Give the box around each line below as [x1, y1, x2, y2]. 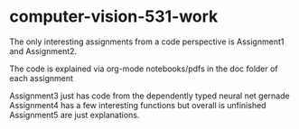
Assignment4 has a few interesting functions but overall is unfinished [9, 99, 266, 110]
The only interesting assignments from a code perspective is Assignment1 [9, 36, 285, 47]
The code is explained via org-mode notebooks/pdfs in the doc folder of [9, 63, 278, 74]
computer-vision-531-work [9, 6, 219, 27]
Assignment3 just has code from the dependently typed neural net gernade [9, 90, 291, 101]
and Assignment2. [9, 45, 78, 56]
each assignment [9, 72, 74, 83]
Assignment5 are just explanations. [9, 109, 140, 120]
